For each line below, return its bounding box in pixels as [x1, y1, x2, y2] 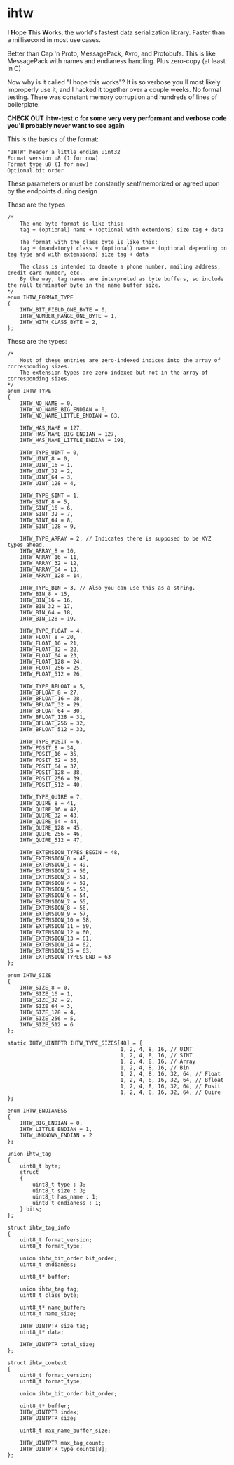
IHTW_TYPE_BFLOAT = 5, [20, 683, 86, 690]
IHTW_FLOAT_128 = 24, [20, 658, 83, 665]
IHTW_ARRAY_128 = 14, [20, 572, 83, 579]
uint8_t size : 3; [32, 1187, 86, 1194]
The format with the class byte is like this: [20, 238, 158, 245]
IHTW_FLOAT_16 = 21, [20, 640, 80, 647]
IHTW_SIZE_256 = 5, [20, 1014, 77, 1022]
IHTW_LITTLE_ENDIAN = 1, [20, 1125, 92, 1132]
